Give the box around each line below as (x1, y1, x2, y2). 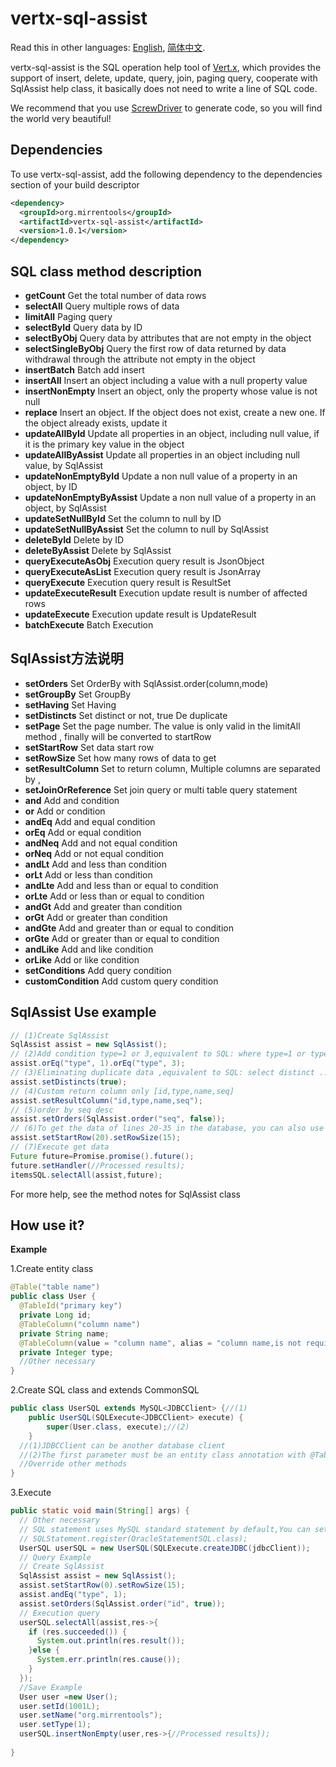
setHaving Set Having (24, 698, 117, 711)
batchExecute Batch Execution (24, 618, 154, 631)
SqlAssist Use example (10, 1004, 157, 1021)
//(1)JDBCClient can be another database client (19, 1440, 226, 1451)
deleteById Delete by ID (24, 533, 125, 546)
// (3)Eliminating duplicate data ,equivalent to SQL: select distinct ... (10, 1068, 333, 1078)
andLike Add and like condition (24, 943, 154, 955)
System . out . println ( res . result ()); (36, 1636, 186, 1646)
